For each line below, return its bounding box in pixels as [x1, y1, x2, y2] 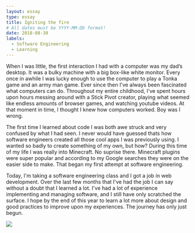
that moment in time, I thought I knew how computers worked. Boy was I [6, 106, 180, 113]
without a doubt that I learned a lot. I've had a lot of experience [6, 185, 158, 192]
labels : [6, 36, 25, 41]
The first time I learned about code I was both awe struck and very [6, 123, 167, 130]
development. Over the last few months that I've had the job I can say [6, 178, 174, 185]
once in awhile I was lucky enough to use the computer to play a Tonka [6, 75, 177, 82]
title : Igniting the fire [6, 19, 69, 25]
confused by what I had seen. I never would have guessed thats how [6, 130, 172, 137]
